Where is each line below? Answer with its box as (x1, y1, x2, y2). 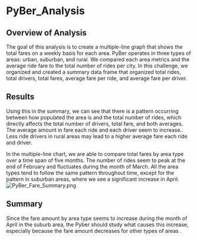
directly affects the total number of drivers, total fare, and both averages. (6, 120, 183, 127)
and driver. (6, 139, 32, 146)
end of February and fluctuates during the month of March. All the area (6, 163, 179, 170)
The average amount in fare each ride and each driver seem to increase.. (6, 126, 184, 134)
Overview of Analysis (6, 28, 87, 38)
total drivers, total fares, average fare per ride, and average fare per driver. (6, 75, 188, 82)
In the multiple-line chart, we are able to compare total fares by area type (6, 150, 184, 157)
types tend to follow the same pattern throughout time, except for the (6, 169, 175, 176)
